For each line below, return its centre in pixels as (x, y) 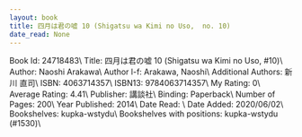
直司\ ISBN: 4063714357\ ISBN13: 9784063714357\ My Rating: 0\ (140, 83)
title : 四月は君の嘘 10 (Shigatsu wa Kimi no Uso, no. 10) (120, 26)
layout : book (34, 17)
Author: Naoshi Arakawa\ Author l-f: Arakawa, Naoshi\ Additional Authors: (146, 72)
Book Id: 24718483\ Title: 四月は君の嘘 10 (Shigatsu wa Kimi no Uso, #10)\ (146, 61)
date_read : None (40, 34)
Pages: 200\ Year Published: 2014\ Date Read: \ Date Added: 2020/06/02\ (147, 105)
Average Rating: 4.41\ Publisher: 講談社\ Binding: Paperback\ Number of (142, 94)
